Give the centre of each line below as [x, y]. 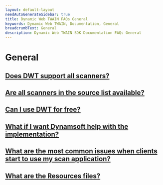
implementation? [32, 134]
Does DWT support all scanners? [57, 76]
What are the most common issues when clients [81, 151]
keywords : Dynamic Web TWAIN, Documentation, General [62, 24]
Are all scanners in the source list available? [75, 92]
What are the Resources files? [53, 176]
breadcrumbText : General [31, 28]
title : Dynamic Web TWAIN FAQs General [47, 19]
